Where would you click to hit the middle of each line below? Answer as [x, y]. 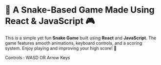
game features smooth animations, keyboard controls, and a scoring [74, 43]
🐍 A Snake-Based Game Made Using [80, 10]
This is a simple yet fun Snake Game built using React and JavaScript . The [81, 38]
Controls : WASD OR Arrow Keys [38, 57]
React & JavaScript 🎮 [50, 21]
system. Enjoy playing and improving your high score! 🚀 [61, 48]
